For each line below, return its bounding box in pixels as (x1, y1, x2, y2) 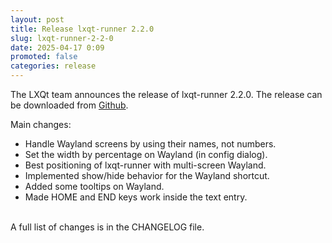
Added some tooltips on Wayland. (24, 181, 165, 192)
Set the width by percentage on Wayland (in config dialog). (24, 149, 268, 160)
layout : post (10, 14, 65, 25)
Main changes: (10, 119, 72, 130)
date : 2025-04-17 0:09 (10, 42, 105, 53)
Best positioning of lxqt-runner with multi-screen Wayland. (24, 159, 267, 171)
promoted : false (10, 52, 78, 62)
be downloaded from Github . (10, 99, 129, 111)
